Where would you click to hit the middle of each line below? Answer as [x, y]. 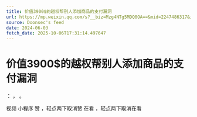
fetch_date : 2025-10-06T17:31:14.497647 [56, 33]
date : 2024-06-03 [27, 28]
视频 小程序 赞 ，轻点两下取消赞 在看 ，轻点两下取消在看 [74, 108]
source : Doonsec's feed [35, 22]
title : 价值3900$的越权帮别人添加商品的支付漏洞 [59, 11]
